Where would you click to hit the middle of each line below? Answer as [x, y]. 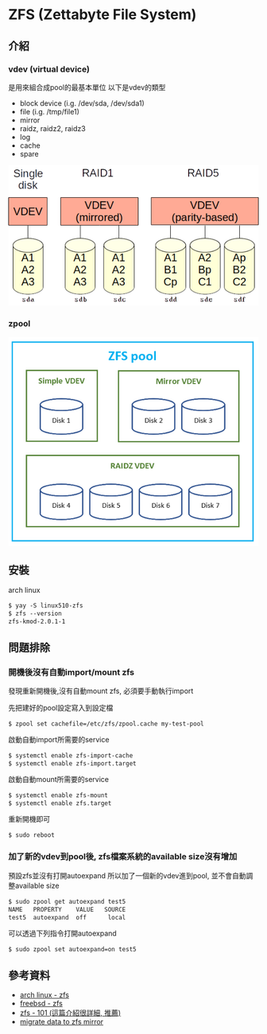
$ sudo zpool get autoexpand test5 [67, 901]
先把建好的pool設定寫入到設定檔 [61, 708]
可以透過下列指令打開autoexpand [62, 933]
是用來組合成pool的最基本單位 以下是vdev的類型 [87, 87]
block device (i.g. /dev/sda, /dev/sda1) [82, 103]
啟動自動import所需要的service [59, 740]
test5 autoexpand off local [67, 917]
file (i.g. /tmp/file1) [49, 111]
